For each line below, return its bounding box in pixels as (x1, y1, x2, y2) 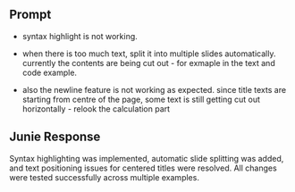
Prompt (9, 7, 52, 22)
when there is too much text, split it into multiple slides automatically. (21, 48, 276, 59)
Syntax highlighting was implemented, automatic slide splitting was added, (9, 153, 284, 163)
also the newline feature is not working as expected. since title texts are (21, 84, 287, 95)
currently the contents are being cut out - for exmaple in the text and (21, 57, 275, 68)
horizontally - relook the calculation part (21, 103, 171, 114)
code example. (21, 67, 78, 78)
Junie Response (9, 129, 101, 145)
